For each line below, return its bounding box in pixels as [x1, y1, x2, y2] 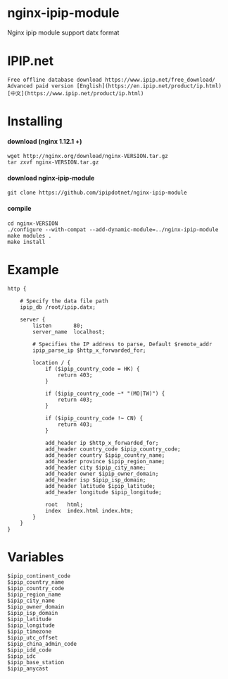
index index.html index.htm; [44, 507, 134, 514]
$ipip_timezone [7, 628, 52, 635]
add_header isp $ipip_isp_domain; [44, 476, 146, 484]
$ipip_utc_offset [7, 634, 58, 641]
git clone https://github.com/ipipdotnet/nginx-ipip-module [7, 189, 188, 197]
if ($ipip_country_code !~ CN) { [44, 415, 143, 422]
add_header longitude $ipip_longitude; [44, 489, 162, 496]
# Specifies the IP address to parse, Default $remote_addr [32, 341, 213, 348]
